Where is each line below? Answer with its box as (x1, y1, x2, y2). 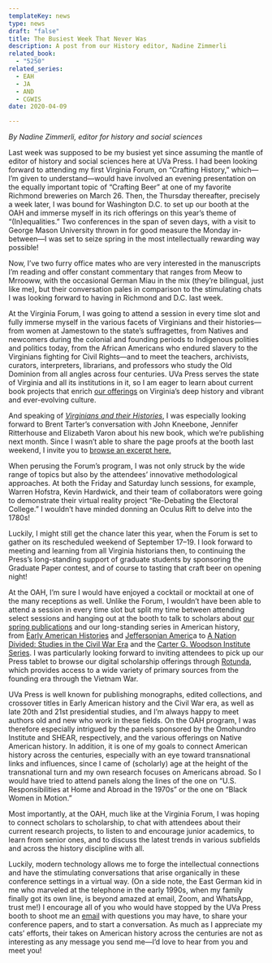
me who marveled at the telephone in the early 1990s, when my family (8, 885, 244, 895)
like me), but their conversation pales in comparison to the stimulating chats (8, 284, 262, 294)
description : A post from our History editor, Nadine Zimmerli (8, 42, 227, 50)
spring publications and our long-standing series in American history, (8, 622, 240, 632)
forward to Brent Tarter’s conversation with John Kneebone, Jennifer (8, 419, 239, 429)
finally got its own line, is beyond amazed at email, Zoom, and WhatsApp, (8, 894, 253, 904)
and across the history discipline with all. (8, 844, 145, 853)
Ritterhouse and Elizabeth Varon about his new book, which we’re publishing (8, 428, 265, 438)
